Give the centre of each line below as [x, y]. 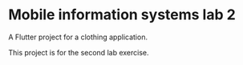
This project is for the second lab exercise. [79, 52]
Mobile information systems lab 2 [122, 15]
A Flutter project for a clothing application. [78, 37]
